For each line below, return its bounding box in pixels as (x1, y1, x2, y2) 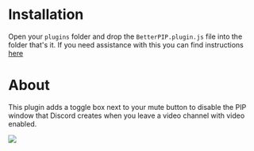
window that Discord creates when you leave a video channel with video (8, 111, 245, 120)
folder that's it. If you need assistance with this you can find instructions (8, 40, 244, 49)
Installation (8, 6, 84, 24)
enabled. (8, 119, 37, 128)
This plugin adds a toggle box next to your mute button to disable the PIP (8, 102, 247, 111)
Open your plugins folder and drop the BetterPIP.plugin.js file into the (8, 32, 243, 41)
